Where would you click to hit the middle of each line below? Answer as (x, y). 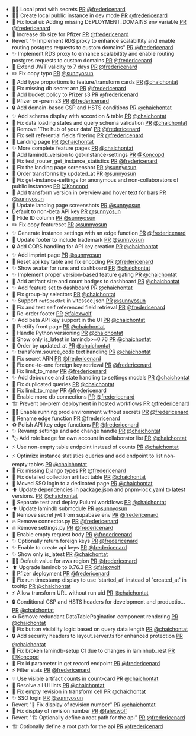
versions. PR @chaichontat (45, 496)
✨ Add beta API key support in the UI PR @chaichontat (78, 320)
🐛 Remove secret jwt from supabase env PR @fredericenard (85, 515)
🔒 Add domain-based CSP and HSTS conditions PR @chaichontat (91, 108)
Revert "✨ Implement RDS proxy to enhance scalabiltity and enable (94, 41)
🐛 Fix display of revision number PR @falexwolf (69, 711)
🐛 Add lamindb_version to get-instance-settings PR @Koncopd (88, 155)
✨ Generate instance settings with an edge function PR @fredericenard (99, 233)
